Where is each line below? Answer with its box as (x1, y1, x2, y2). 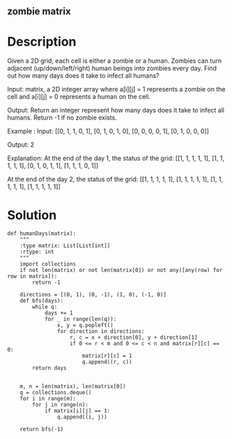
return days (32, 365, 68, 372)
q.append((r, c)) (82, 359, 132, 366)
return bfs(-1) (20, 426, 64, 433)
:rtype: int (20, 248, 54, 256)
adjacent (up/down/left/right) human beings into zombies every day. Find (7, 64, 217, 73)
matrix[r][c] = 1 (82, 352, 132, 359)
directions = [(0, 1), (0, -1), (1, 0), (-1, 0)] (20, 292, 167, 298)
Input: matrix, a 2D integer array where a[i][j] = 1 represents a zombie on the (7, 85, 226, 94)
